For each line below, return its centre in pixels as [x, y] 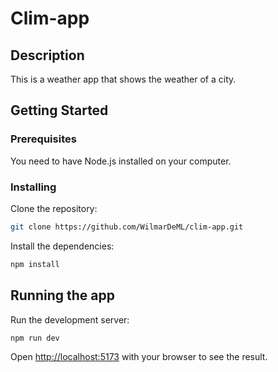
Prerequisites [43, 139]
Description [47, 55]
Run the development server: [70, 319]
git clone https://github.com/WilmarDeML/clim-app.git [127, 227]
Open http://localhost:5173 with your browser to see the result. [139, 357]
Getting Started [59, 110]
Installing [33, 187]
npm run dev [35, 338]
